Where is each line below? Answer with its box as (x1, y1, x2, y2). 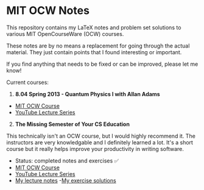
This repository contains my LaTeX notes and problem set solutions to (6, 24, 181, 31)
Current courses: (6, 79, 49, 86)
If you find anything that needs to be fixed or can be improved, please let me (6, 60, 199, 68)
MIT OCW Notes (6, 4, 90, 18)
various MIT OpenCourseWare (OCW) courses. (6, 30, 124, 37)
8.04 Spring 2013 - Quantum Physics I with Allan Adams (15, 90, 160, 97)
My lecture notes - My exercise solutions (15, 177, 117, 184)
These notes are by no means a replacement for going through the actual (6, 42, 190, 49)
